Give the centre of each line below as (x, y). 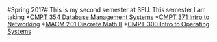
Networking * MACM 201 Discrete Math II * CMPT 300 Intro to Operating (108, 24)
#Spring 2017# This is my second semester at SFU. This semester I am (107, 10)
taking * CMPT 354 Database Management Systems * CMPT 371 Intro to (108, 17)
